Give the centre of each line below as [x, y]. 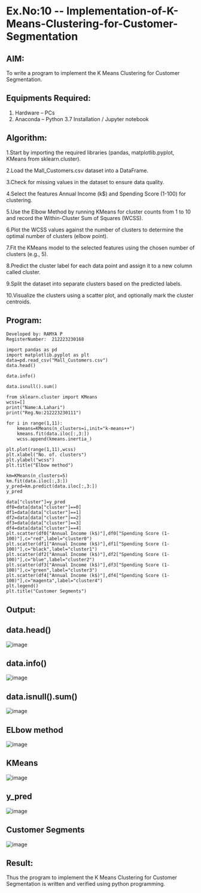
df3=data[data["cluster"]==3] [44, 523]
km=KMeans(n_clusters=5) [37, 476]
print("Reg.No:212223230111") [44, 413]
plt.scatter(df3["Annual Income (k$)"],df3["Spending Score [83, 565]
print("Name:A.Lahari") [36, 408]
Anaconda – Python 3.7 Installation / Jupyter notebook [82, 119]
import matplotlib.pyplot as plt [48, 355]
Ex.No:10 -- [35, 11]
